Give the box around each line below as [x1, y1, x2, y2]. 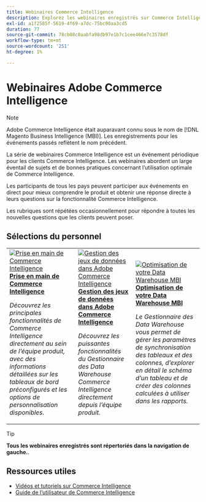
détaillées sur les [9, 370, 58, 378]
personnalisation [9, 400, 58, 409]
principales [9, 308, 42, 317]
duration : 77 [6, 26, 40, 32]
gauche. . [6, 448, 29, 455]
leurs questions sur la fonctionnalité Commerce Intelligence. [6, 195, 158, 202]
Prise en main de [9, 272, 59, 280]
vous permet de [135, 327, 181, 336]
